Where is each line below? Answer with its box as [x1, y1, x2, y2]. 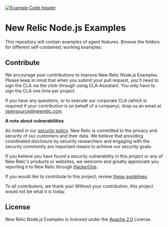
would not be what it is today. [5, 188, 66, 194]
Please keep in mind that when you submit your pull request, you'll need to [5, 77, 159, 83]
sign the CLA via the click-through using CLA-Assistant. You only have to [5, 82, 155, 88]
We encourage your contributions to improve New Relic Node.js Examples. [5, 71, 158, 77]
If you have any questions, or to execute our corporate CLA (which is [5, 97, 147, 103]
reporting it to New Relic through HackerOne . [5, 163, 98, 169]
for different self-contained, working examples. [5, 44, 102, 50]
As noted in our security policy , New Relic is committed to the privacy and [5, 127, 157, 133]
